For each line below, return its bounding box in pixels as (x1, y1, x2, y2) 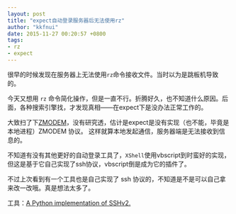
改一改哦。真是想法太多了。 (13, 184, 94, 192)
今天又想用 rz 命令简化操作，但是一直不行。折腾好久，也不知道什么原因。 (7, 94, 223, 103)
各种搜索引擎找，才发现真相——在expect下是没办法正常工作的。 (19, 103, 208, 111)
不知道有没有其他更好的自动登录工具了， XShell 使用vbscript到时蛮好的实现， (7, 150, 230, 159)
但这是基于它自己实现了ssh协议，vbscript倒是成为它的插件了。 (7, 159, 191, 168)
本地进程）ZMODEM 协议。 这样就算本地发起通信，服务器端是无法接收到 (7, 127, 220, 135)
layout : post (7, 10, 46, 18)
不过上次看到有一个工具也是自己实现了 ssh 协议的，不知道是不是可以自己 (7, 174, 220, 183)
